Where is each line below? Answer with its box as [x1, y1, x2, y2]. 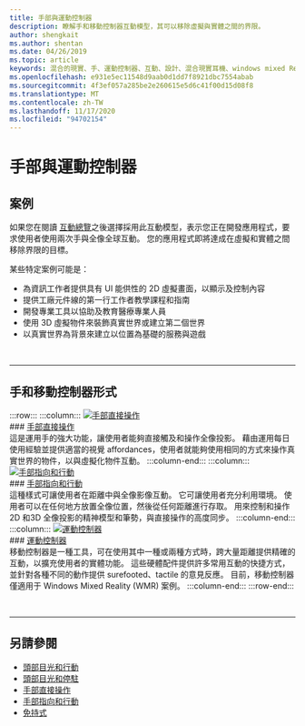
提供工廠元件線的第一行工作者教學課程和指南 [22, 295, 191, 306]
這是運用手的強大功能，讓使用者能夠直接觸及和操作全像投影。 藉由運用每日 [9, 432, 290, 443]
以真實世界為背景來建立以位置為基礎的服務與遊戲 [22, 328, 206, 339]
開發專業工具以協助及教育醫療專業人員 [22, 306, 166, 317]
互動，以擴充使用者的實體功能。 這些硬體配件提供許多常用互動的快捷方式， [9, 557, 290, 569]
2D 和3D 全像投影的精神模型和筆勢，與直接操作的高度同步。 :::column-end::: [9, 511, 296, 523]
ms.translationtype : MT [9, 89, 100, 98]
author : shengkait [9, 30, 79, 39]
